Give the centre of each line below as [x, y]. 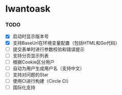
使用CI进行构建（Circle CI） [42, 81]
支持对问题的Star [30, 75]
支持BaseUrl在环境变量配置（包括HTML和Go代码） [66, 43]
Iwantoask [28, 9]
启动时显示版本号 [31, 37]
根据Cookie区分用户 [34, 62]
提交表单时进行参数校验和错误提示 [48, 49]
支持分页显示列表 [31, 55]
